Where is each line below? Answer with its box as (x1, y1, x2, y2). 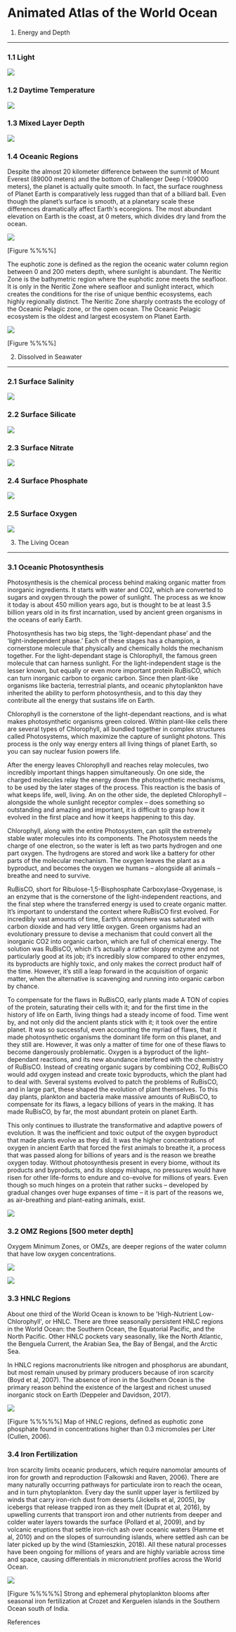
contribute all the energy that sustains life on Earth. (7, 696, 155, 704)
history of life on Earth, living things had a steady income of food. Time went (7, 1010, 228, 1019)
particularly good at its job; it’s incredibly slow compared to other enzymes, (7, 952, 225, 960)
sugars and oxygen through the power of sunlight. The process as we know (7, 593, 226, 601)
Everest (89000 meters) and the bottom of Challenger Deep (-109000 (7, 175, 209, 183)
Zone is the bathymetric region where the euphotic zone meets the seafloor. (7, 275, 228, 284)
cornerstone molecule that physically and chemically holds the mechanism (7, 644, 223, 652)
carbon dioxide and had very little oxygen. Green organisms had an (7, 922, 202, 930)
